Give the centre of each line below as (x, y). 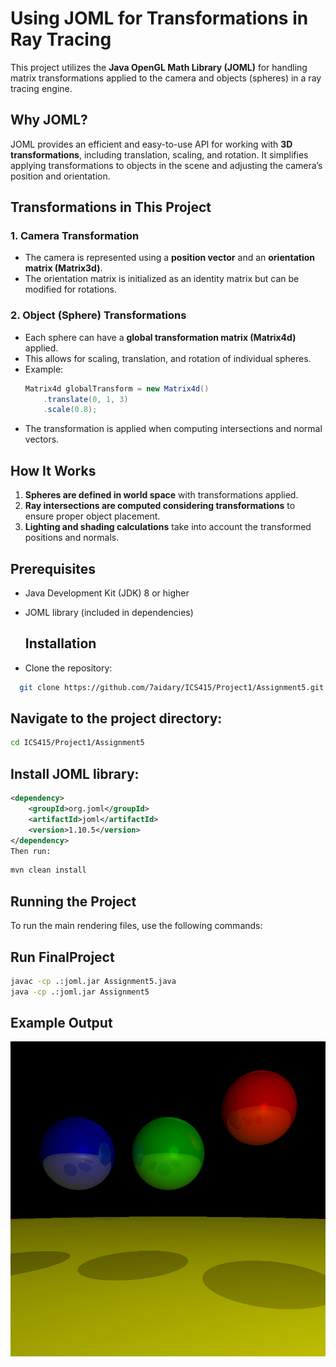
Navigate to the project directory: (116, 718)
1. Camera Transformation (75, 236)
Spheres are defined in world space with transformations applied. (161, 495)
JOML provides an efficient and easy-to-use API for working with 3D (151, 144)
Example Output (61, 1023)
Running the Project (73, 901)
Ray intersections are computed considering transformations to (160, 506)
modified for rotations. (71, 289)
